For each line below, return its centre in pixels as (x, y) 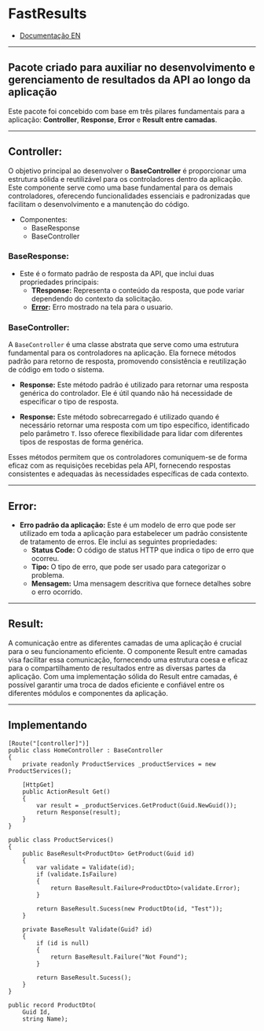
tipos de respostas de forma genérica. (81, 442)
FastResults (48, 14)
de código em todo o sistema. (56, 370)
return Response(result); (79, 812)
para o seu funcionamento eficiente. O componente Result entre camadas (128, 651)
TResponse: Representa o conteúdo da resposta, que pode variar (138, 290)
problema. (48, 575)
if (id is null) (63, 943)
